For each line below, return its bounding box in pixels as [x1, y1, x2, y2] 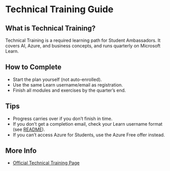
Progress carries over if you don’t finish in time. [12, 116, 113, 122]
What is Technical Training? [5, 24, 96, 33]
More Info [5, 147, 37, 155]
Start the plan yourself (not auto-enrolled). [12, 76, 102, 82]
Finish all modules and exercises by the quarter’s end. [12, 87, 126, 93]
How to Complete [5, 63, 62, 72]
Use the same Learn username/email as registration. [12, 81, 124, 88]
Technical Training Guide [5, 4, 114, 15]
